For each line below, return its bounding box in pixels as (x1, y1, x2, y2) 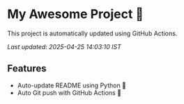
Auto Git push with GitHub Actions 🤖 (17, 88, 122, 96)
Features (7, 62, 47, 75)
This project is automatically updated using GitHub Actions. (7, 29, 178, 37)
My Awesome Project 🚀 (7, 6, 144, 22)
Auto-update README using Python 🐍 (17, 81, 127, 89)
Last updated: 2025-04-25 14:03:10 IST (7, 42, 122, 51)
